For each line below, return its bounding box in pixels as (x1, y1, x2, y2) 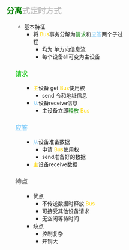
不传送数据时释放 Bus (42, 199, 95, 207)
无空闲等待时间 (42, 214, 79, 222)
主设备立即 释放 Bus (42, 107, 90, 114)
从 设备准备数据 (33, 139, 70, 146)
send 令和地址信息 (42, 92, 88, 99)
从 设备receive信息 (33, 99, 78, 107)
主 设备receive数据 (33, 161, 78, 168)
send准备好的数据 (42, 154, 86, 161)
